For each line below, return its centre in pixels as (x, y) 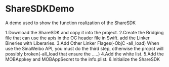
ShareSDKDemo (40, 9)
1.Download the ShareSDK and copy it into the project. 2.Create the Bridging (85, 32)
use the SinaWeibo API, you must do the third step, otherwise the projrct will (84, 48)
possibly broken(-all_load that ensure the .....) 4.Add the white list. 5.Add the (85, 54)
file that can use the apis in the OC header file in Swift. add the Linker (78, 38)
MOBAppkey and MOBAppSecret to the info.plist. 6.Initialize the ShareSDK (83, 59)
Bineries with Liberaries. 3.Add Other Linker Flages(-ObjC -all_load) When (82, 43)
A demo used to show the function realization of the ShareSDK (70, 23)
